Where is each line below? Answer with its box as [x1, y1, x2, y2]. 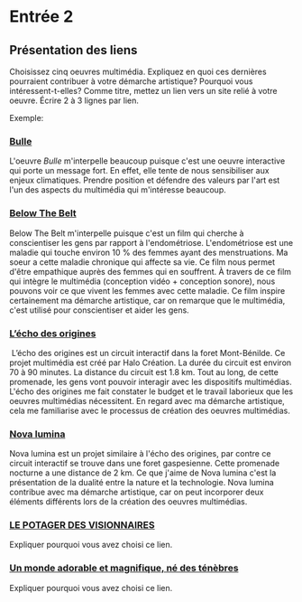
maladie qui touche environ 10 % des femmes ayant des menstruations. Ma [9, 247, 288, 258]
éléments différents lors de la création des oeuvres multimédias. [9, 496, 248, 507]
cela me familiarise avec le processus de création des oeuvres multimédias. [9, 405, 291, 416]
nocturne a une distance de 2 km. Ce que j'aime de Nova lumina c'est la [9, 467, 277, 478]
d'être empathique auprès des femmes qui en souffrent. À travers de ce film [9, 266, 291, 277]
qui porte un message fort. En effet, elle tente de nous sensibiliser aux [9, 165, 270, 176]
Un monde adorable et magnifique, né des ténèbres [9, 562, 239, 575]
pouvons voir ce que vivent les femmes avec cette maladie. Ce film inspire [9, 285, 286, 296]
